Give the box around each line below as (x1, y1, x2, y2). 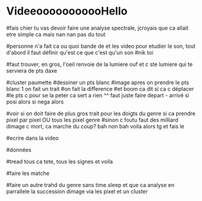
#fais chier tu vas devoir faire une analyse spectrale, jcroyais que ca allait (6, 24, 189, 31)
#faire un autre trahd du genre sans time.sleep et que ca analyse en (6, 181, 175, 188)
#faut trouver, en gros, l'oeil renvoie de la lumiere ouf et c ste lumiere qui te (6, 61, 193, 68)
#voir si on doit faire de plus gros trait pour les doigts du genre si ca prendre (6, 110, 196, 117)
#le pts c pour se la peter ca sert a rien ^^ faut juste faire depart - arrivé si (6, 91, 189, 99)
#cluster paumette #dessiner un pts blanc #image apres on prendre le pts (6, 79, 189, 86)
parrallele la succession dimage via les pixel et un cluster (6, 188, 148, 195)
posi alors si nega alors (6, 98, 64, 105)
